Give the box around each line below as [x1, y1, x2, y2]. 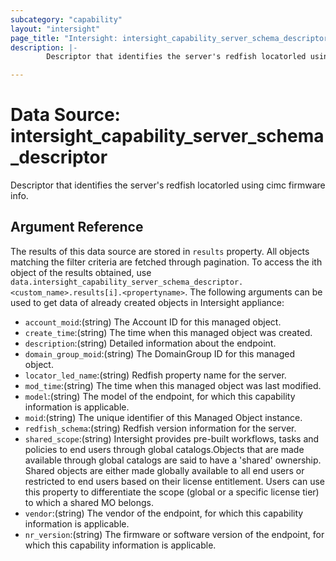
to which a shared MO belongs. [24, 496, 155, 508]
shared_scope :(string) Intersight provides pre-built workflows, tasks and [24, 432, 320, 445]
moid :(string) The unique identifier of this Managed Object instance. [24, 411, 303, 423]
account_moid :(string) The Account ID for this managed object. [24, 316, 282, 328]
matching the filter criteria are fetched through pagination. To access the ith [10, 256, 323, 268]
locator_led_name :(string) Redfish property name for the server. [24, 369, 287, 381]
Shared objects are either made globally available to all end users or [24, 464, 305, 476]
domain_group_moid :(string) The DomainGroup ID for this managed [24, 347, 296, 360]
